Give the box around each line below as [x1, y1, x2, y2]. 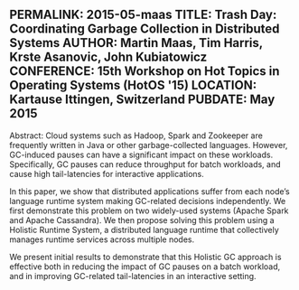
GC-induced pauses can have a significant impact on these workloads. [9, 149, 274, 160]
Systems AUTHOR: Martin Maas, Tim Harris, [9, 35, 264, 51]
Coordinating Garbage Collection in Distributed [9, 22, 280, 37]
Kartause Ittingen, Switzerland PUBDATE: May [9, 92, 276, 108]
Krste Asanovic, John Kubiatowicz [9, 50, 208, 65]
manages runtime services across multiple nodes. [9, 234, 195, 245]
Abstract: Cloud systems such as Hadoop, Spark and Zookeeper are [9, 130, 264, 141]
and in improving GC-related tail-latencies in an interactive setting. [9, 270, 257, 281]
